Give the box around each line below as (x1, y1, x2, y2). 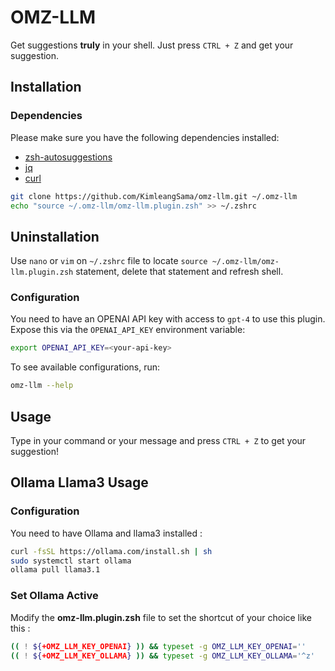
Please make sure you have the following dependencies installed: (10, 131, 280, 143)
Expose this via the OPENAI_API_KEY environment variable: (10, 324, 246, 336)
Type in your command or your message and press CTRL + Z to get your (10, 435, 307, 447)
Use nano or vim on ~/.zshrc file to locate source (10, 255, 208, 267)
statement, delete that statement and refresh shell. (75, 266, 284, 278)
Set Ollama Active (10, 589, 99, 603)
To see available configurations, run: (10, 361, 161, 373)
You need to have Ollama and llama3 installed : (10, 527, 203, 539)
